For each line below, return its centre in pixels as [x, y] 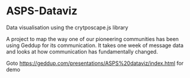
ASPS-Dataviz [42, 11]
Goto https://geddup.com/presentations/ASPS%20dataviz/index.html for [95, 63]
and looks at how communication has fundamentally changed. [82, 51]
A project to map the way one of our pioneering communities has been [93, 39]
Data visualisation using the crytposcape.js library [67, 27]
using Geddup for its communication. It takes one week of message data [95, 45]
